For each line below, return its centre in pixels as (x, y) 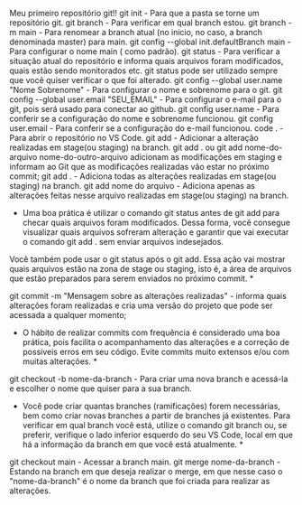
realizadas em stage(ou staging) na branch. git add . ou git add (126, 147)
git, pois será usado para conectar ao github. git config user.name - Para (144, 109)
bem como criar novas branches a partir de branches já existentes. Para (156, 416)
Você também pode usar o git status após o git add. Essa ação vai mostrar (147, 259)
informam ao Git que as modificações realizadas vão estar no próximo (139, 167)
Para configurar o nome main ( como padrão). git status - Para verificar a (145, 51)
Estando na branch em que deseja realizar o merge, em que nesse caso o (146, 472)
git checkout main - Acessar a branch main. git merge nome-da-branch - (145, 462)
